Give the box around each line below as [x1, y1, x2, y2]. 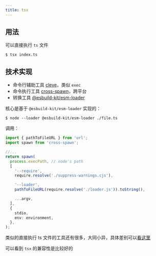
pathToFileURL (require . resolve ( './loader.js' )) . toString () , [14, 187, 145, 192]
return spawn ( [5, 154, 36, 159]
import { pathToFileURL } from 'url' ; [5, 136, 88, 141]
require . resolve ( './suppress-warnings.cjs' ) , [14, 173, 114, 178]
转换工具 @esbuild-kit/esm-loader [12, 95, 85, 101]
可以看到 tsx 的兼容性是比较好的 [5, 245, 73, 251]
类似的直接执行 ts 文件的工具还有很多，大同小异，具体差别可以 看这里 [5, 235, 151, 241]
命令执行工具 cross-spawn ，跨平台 [12, 88, 87, 94]
